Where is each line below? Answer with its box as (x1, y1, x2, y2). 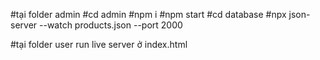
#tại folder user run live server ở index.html (10, 39, 188, 50)
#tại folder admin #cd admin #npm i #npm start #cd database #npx (10, 9, 287, 20)
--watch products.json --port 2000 (39, 19, 183, 31)
